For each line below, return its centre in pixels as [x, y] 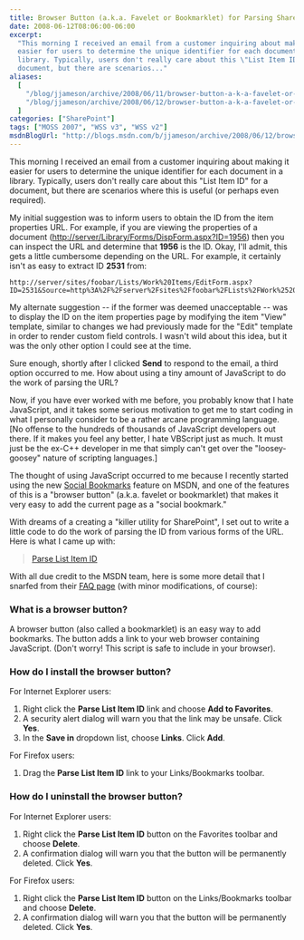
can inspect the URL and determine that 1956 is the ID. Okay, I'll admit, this [148, 247]
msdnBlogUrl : [34, 136]
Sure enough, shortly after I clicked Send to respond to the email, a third [144, 363]
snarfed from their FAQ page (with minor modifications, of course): [133, 586]
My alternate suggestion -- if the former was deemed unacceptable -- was [149, 307]
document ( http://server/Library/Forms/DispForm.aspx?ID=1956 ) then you [147, 237]
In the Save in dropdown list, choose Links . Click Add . [124, 738]
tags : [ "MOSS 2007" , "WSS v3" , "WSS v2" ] [89, 128]
